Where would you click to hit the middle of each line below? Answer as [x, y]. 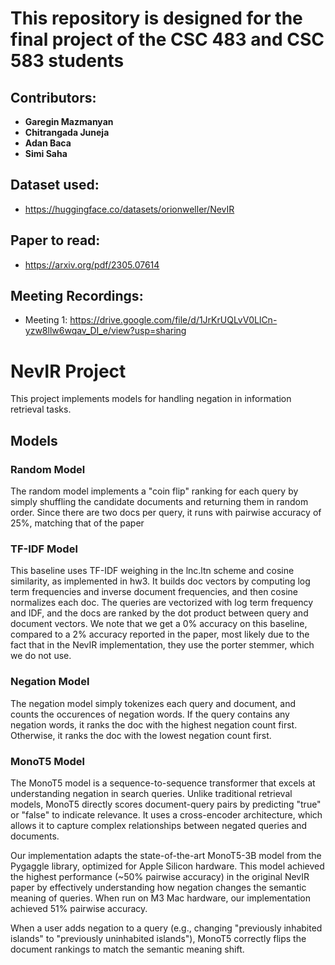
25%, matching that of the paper [77, 523]
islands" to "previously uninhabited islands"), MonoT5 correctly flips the [158, 938]
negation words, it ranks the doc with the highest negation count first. [154, 724]
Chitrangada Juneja [67, 132]
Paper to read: [55, 240]
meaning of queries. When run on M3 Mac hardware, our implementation [160, 898]
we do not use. [41, 656]
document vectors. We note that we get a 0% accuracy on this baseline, [159, 624]
